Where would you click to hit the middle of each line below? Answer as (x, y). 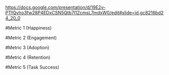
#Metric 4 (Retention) (28, 57)
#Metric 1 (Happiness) (29, 28)
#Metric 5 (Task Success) (32, 67)
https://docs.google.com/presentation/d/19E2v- (55, 7)
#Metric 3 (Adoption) (27, 47)
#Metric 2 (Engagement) (31, 38)
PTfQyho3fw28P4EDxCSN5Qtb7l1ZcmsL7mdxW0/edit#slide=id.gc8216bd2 (84, 13)
